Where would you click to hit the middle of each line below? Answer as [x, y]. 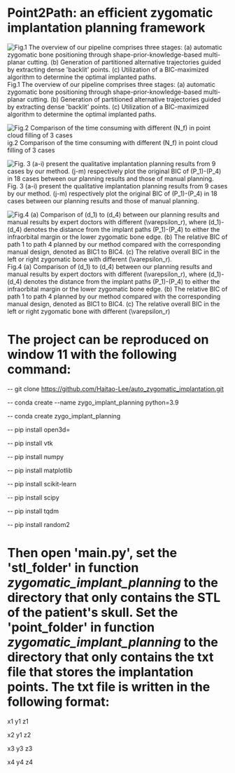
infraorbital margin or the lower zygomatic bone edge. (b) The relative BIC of [117, 289]
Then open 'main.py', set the [92, 553]
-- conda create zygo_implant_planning [64, 416]
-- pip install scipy [33, 497]
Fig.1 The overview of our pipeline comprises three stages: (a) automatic [111, 84]
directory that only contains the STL [114, 598]
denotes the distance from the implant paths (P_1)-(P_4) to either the [122, 281]
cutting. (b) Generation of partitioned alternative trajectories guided [124, 99]
